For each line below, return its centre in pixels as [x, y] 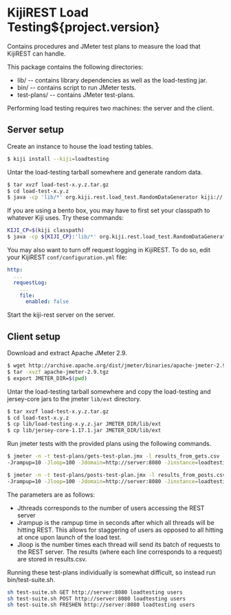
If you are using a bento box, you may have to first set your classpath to [109, 210]
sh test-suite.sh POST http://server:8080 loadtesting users [97, 599]
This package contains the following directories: [75, 67]
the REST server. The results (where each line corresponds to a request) [120, 552]
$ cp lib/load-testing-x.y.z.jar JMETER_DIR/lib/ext [84, 424]
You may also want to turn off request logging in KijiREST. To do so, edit [109, 250]
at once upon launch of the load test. [69, 537]
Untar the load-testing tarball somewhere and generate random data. [105, 172]
